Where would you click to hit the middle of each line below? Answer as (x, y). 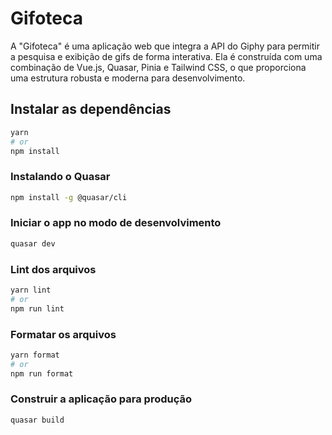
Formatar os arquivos (63, 334)
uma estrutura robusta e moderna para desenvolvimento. (128, 78)
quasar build (37, 420)
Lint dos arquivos (53, 269)
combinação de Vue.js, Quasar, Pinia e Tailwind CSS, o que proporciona (158, 67)
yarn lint (31, 290)
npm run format (42, 373)
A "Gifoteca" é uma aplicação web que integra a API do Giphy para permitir (165, 46)
